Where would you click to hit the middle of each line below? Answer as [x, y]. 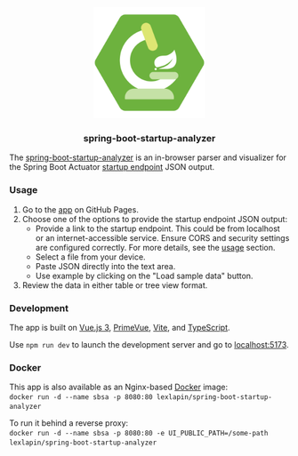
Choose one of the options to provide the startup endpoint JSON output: [154, 219]
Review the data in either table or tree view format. [115, 285]
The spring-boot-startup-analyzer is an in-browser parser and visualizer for [148, 157]
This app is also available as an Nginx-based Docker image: [119, 387]
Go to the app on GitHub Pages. [81, 209]
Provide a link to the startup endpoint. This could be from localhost [157, 228]
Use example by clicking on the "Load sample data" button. [144, 276]
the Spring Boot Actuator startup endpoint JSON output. [112, 167]
